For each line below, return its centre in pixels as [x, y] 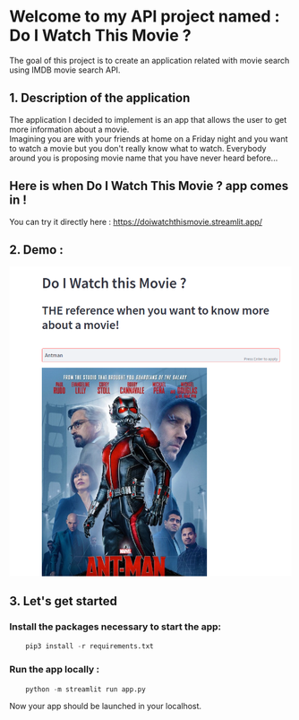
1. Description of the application [100, 98]
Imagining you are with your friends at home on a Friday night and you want [149, 139]
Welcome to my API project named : [145, 17]
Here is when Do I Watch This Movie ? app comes [149, 186]
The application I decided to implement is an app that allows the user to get [148, 119]
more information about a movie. [69, 129]
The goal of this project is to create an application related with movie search [149, 60]
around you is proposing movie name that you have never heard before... [144, 158]
